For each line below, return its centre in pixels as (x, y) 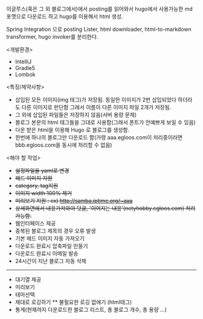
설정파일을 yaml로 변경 (42, 170)
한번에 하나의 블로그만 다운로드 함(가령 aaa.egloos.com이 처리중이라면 (99, 137)
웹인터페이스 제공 (35, 223)
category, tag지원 (37, 185)
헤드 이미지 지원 (34, 178)
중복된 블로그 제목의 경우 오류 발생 (55, 231)
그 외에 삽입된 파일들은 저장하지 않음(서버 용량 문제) (76, 115)
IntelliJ (23, 62)
